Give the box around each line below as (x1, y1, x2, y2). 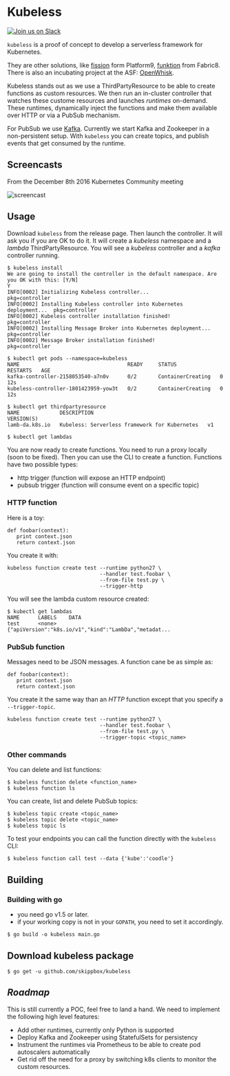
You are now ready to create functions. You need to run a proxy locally (7, 446, 207, 454)
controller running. (7, 251, 60, 259)
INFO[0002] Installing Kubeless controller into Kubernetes (7, 301, 184, 308)
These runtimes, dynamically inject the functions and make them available (7, 103, 218, 112)
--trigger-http (99, 582, 143, 590)
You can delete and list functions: (7, 766, 102, 774)
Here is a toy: (7, 513, 45, 521)
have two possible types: (7, 460, 79, 468)
